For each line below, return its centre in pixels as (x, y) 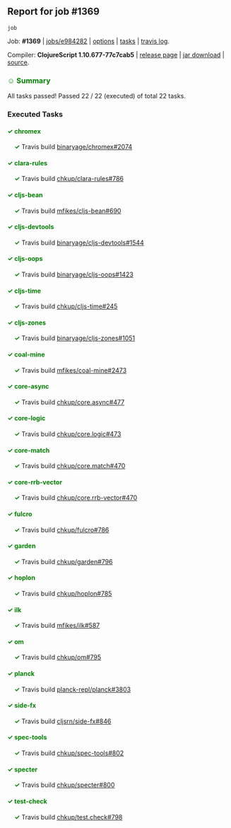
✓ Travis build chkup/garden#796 (63, 561)
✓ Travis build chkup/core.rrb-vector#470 (76, 498)
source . (18, 62)
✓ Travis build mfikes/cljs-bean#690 (67, 211)
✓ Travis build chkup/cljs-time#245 (66, 306)
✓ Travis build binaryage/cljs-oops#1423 (74, 274)
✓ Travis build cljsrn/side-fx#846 (63, 721)
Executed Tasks (35, 115)
